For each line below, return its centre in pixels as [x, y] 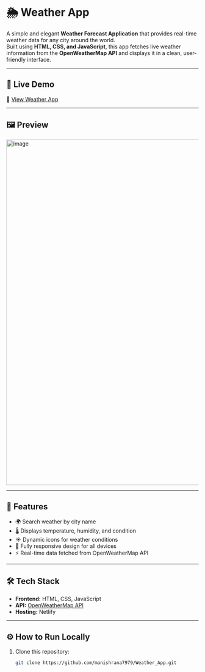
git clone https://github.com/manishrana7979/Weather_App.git [96, 663]
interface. [39, 59]
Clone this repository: [42, 652]
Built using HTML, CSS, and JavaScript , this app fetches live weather [94, 46]
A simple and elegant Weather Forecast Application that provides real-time [102, 33]
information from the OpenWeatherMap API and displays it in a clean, [94, 53]
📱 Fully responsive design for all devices [66, 546]
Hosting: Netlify [35, 612]
